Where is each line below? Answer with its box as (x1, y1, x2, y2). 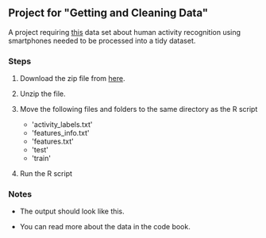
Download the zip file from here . (19, 74, 125, 83)
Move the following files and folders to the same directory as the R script (19, 105, 258, 114)
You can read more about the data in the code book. (19, 222, 191, 232)
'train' (31, 154, 52, 163)
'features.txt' (31, 136, 74, 146)
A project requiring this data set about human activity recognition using (8, 27, 241, 36)
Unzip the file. (19, 89, 66, 98)
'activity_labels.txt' (31, 120, 93, 129)
